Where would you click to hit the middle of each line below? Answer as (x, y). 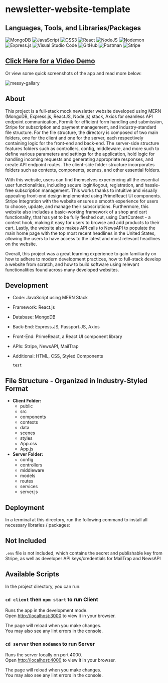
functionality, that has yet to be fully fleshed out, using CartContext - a (78, 217)
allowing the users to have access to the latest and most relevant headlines (83, 238)
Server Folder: (28, 454)
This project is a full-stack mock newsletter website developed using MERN (83, 111)
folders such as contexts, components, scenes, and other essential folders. (83, 170)
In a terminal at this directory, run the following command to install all (76, 520)
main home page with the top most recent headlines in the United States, (80, 233)
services (29, 487)
